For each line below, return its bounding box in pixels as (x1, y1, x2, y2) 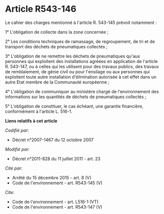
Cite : (5, 189, 15, 195)
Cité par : (5, 165, 23, 171)
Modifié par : (5, 146, 30, 152)
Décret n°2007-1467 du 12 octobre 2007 (12, 137, 94, 143)
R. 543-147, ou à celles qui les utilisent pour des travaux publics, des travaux (5, 64, 159, 69)
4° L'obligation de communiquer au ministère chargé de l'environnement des (5, 88, 159, 94)
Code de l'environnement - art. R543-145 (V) (12, 180, 102, 186)
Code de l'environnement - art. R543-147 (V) (12, 204, 102, 210)
